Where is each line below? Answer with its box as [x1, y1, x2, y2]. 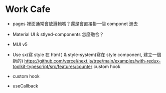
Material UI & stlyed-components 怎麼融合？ [12, 31, 104, 37]
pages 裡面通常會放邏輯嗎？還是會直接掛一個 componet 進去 [12, 20, 138, 26]
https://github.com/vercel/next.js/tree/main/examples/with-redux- [24, 57, 161, 63]
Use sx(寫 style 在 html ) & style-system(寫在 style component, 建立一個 [12, 51, 161, 57]
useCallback [12, 82, 39, 88]
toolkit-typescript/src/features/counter [12, 63, 93, 69]
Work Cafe [5, 3, 51, 15]
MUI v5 [12, 41, 28, 47]
